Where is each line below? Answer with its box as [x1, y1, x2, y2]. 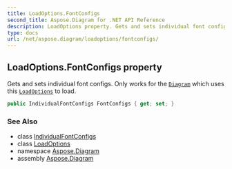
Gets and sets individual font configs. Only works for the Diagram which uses [7, 79, 224, 88]
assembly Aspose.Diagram [17, 155, 94, 163]
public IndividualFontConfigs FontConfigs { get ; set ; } [7, 100, 175, 107]
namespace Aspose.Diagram [17, 147, 100, 155]
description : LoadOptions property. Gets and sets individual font [7, 23, 206, 30]
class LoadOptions [17, 139, 70, 148]
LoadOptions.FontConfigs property [7, 61, 162, 73]
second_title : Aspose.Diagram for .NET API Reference [7, 17, 166, 23]
